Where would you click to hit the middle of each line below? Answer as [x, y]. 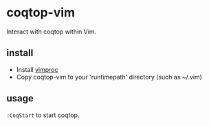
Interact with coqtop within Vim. [52, 32]
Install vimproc [37, 69]
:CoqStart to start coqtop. [43, 115]
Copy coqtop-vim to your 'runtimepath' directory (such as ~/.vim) [109, 77]
